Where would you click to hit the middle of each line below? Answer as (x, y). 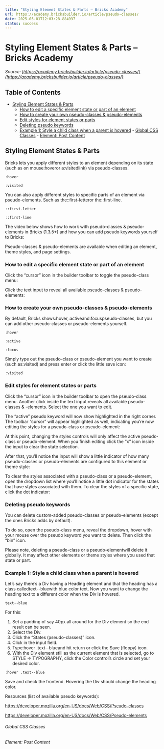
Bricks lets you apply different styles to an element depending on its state (79, 163)
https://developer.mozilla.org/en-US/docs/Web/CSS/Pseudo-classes (74, 706)
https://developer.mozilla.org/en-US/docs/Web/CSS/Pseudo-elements (76, 716)
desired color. (26, 664)
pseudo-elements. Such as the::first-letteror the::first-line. (64, 200)
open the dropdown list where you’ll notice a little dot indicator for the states (82, 481)
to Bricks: (15, 237)
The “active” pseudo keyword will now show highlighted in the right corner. (81, 416)
